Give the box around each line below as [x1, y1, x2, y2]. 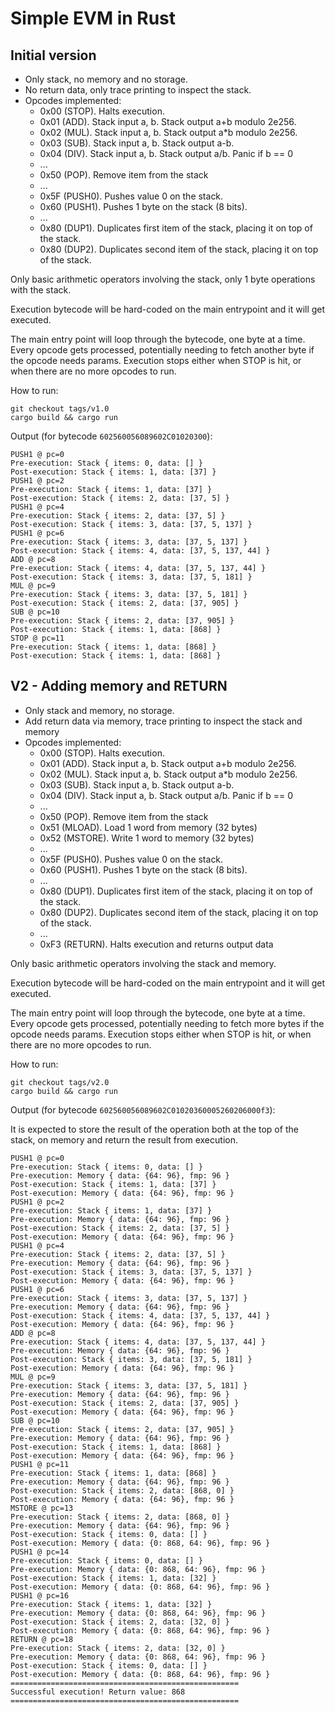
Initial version [10, 47, 97, 64]
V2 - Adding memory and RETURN [10, 678, 228, 695]
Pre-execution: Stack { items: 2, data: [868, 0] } [10, 1512, 230, 1522]
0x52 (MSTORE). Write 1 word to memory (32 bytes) [39, 832, 255, 844]
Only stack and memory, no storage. [24, 704, 175, 716]
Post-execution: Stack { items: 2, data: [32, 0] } [10, 1617, 230, 1627]
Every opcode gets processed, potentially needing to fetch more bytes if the [10, 1017, 325, 1029]
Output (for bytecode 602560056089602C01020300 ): [10, 430, 213, 442]
